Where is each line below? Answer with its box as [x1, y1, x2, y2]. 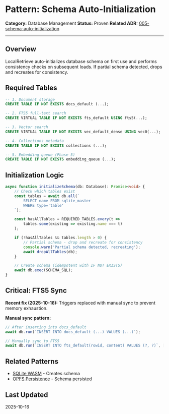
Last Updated [5, 390, 48, 399]
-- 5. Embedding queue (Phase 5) [5, 152, 75, 157]
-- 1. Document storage [5, 97, 55, 102]
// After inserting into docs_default [5, 324, 87, 330]
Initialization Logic [5, 170, 64, 180]
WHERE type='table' [23, 203, 64, 208]
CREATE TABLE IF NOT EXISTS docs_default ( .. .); [5, 102, 109, 107]
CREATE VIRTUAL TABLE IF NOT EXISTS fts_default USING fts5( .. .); [5, 115, 147, 121]
